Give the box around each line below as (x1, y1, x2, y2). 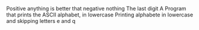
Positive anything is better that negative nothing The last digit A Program (6, 5, 187, 12)
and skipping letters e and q (6, 18, 76, 24)
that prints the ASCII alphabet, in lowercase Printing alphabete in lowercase (6, 11, 194, 18)
